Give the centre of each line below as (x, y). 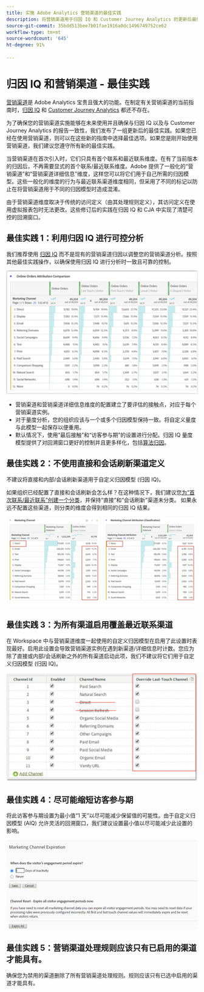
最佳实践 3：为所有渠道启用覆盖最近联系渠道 (90, 625)
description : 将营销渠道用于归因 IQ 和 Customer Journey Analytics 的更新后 (99, 19)
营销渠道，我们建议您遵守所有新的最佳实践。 (62, 146)
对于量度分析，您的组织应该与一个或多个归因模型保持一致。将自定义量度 (105, 420)
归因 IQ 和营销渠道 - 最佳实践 (78, 84)
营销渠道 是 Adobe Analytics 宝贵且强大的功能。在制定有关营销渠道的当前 (97, 102)
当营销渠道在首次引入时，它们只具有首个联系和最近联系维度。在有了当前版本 (102, 158)
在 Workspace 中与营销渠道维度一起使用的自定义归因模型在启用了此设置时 (99, 641)
